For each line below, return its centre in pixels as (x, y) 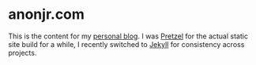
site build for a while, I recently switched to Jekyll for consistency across (126, 44)
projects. (23, 52)
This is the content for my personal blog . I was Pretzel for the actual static (128, 36)
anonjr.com (47, 14)
